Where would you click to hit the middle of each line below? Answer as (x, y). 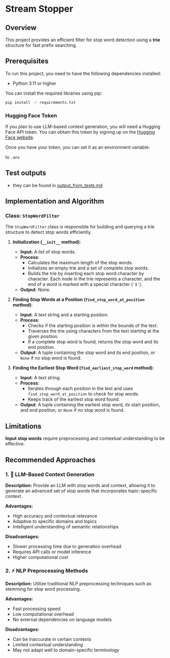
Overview (21, 28)
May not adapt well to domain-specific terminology (66, 650)
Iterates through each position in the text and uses (80, 388)
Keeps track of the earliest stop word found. (74, 399)
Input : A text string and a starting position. (64, 315)
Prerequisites (27, 61)
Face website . (20, 137)
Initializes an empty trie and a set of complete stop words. (88, 268)
